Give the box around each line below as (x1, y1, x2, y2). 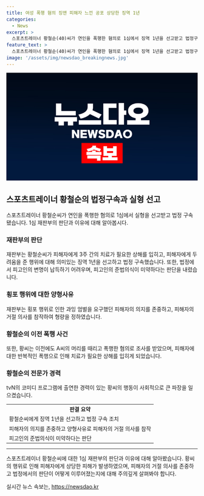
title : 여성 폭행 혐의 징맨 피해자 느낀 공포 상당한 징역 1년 (6, 10, 140, 16)
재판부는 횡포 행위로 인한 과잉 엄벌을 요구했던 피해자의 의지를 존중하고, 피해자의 (6, 305, 194, 313)
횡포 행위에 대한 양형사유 (6, 290, 74, 299)
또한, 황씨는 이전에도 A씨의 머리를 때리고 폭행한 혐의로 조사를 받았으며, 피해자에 (6, 344, 195, 352)
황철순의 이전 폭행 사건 (6, 330, 69, 338)
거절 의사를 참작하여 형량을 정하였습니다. (6, 313, 102, 320)
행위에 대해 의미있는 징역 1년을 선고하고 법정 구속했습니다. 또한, (29, 258, 178, 266)
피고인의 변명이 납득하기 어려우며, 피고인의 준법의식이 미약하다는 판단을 (12, 266, 182, 274)
